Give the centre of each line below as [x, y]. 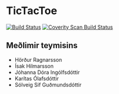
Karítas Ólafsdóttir [37, 78]
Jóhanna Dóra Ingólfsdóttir [47, 72]
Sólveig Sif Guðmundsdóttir [48, 85]
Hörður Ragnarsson [38, 59]
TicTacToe [32, 11]
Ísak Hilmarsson [34, 66]
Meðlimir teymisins [42, 46]
